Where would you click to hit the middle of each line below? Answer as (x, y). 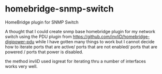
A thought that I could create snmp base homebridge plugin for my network (80, 31)
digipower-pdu (20, 41)
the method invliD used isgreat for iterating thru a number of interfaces (75, 61)
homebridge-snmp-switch (59, 9)
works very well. (21, 66)
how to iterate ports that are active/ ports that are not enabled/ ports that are (81, 47)
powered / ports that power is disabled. (44, 52)
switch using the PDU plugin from (38, 37)
